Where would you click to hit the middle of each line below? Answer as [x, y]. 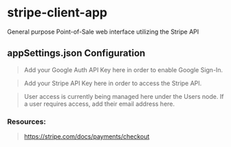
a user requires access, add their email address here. [99, 104]
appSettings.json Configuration [76, 53]
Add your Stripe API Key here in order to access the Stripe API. [113, 83]
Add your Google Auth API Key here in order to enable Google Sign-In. [123, 69]
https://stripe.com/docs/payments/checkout [87, 137]
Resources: [26, 122]
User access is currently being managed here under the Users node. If [124, 96]
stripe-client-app [57, 13]
